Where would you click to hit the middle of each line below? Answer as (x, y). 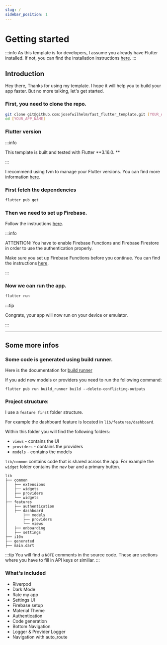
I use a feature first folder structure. (44, 412)
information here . (23, 177)
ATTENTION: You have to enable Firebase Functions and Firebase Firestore (82, 243)
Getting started (37, 39)
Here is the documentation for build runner (49, 370)
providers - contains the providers (48, 447)
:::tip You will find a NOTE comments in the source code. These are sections (82, 555)
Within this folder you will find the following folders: (58, 432)
